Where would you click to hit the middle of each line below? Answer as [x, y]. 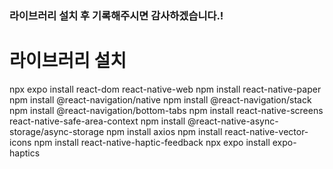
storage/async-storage [57, 131]
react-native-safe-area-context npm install [97, 121]
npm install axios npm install [164, 131]
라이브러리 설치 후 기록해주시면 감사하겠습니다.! [116, 15]
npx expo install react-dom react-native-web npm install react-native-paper [165, 89]
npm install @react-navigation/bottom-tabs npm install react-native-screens [166, 110]
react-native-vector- [266, 131]
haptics [25, 153]
